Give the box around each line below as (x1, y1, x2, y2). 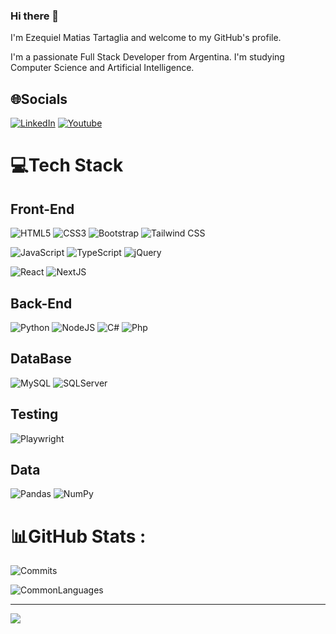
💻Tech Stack (10, 154, 124, 177)
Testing (10, 406, 59, 423)
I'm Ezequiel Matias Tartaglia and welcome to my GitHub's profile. (10, 32, 282, 44)
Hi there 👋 (10, 9, 60, 23)
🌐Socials (10, 90, 68, 108)
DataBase (10, 350, 72, 368)
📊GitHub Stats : (10, 525, 147, 548)
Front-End (10, 200, 75, 218)
